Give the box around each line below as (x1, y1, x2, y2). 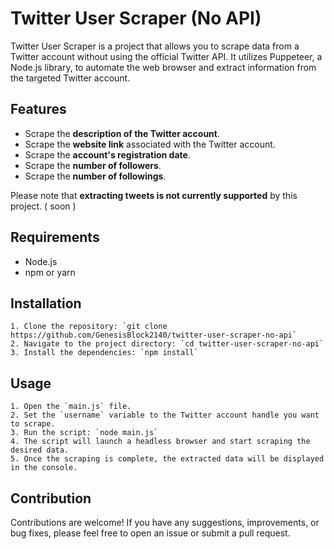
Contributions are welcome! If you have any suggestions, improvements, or (10, 517, 320, 528)
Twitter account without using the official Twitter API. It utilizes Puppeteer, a (10, 50, 323, 62)
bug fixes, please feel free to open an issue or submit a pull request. (10, 527, 291, 539)
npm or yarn (24, 266, 76, 278)
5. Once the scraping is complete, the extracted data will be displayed (10, 454, 325, 464)
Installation (10, 295, 82, 312)
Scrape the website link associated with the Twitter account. (24, 138, 276, 150)
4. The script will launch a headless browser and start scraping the (10, 437, 311, 447)
